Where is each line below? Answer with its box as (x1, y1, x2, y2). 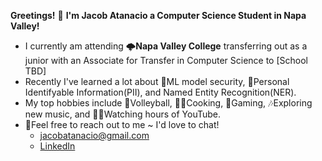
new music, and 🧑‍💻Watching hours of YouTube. (24, 108, 222, 120)
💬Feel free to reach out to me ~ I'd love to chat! (24, 119, 220, 130)
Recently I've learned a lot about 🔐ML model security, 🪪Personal (24, 76, 290, 87)
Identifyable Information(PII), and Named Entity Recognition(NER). (24, 86, 297, 98)
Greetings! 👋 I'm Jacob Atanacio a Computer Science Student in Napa (10, 10, 307, 21)
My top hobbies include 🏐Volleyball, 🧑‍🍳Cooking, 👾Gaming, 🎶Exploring (24, 97, 313, 109)
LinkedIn (39, 140, 76, 152)
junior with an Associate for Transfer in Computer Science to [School (24, 55, 308, 66)
